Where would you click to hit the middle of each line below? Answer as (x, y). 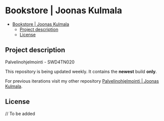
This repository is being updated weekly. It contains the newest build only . (81, 71)
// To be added (20, 114)
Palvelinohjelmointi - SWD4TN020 (40, 62)
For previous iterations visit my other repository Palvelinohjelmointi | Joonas (82, 81)
